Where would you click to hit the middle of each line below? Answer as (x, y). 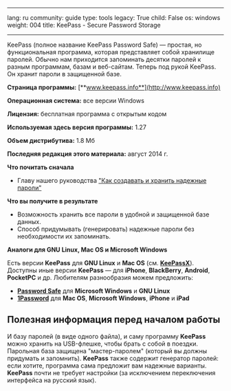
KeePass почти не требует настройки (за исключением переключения (111, 372)
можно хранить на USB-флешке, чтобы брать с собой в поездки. (102, 344)
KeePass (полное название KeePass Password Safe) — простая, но (104, 45)
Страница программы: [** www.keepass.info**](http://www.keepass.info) (114, 87)
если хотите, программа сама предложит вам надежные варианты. (107, 366)
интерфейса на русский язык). (52, 380)
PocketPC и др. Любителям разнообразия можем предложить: (100, 278)
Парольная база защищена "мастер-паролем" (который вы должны (107, 350)
